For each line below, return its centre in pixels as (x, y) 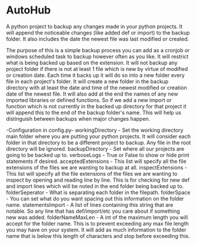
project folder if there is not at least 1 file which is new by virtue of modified (97, 69)
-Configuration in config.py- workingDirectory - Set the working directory (95, 130)
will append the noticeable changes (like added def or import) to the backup (98, 32)
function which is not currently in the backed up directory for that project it (96, 106)
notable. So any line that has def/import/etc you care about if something (93, 211)
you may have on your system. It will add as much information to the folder (96, 230)
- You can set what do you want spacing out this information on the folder (95, 198)
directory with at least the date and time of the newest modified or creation (96, 87)
